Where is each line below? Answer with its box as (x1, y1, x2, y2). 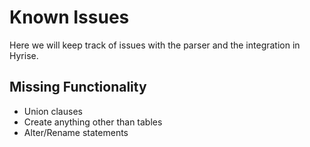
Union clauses (23, 105, 83, 117)
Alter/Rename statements (23, 126, 129, 138)
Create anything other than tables (23, 116, 163, 128)
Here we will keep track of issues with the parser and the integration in (9, 39, 301, 51)
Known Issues (9, 6, 130, 29)
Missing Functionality (9, 79, 147, 96)
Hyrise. (9, 49, 39, 61)
